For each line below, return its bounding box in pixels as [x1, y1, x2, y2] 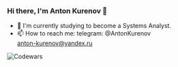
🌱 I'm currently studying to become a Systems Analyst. [16, 22, 172, 30]
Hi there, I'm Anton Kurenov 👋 [7, 6, 108, 16]
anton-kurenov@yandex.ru [16, 39, 93, 47]
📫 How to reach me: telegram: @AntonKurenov [16, 29, 151, 38]
